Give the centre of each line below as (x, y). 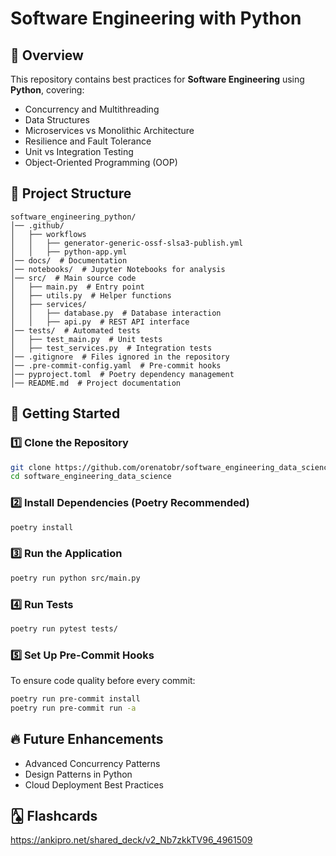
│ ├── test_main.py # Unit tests (86, 339)
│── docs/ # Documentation (69, 260)
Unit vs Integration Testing (79, 151)
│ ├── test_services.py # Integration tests (111, 348)
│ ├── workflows (48, 234)
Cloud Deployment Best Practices (94, 784)
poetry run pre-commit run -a (73, 708)
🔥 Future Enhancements (87, 739)
